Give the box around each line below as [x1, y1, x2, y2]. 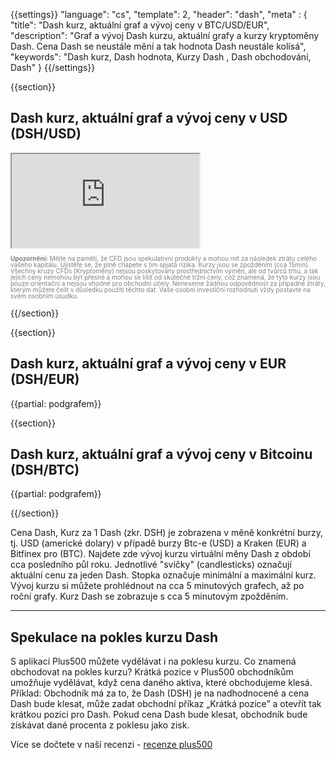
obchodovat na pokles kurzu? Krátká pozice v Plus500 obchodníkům [10, 666, 294, 678]
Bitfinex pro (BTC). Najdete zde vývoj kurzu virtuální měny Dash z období [10, 548, 311, 560]
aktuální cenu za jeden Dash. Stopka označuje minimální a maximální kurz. [10, 569, 317, 581]
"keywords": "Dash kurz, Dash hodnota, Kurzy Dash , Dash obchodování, [10, 51, 312, 63]
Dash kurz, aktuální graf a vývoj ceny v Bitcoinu [10, 446, 313, 463]
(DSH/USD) [10, 125, 82, 143]
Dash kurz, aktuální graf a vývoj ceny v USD [10, 110, 288, 127]
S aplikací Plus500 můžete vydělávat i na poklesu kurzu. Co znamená [10, 655, 297, 668]
